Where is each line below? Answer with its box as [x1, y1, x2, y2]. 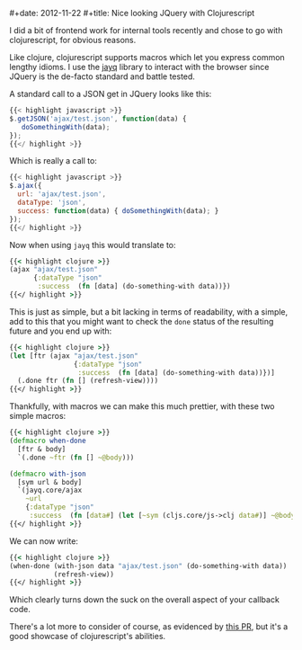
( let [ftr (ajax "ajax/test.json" [9, 351, 139, 361]
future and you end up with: [9, 325, 112, 336]
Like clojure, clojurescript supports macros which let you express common [9, 52, 285, 62]
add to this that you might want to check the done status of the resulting [9, 316, 274, 326]
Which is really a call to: [9, 156, 97, 166]
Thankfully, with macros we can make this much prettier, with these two [9, 401, 276, 412]
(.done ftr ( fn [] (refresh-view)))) [17, 377, 159, 386]
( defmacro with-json [9, 469, 87, 478]
